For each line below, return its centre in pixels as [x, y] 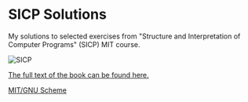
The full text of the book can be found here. [78, 75]
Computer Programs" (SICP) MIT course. [74, 44]
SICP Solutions [58, 15]
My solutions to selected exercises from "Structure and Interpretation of [124, 36]
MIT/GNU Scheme [37, 90]
